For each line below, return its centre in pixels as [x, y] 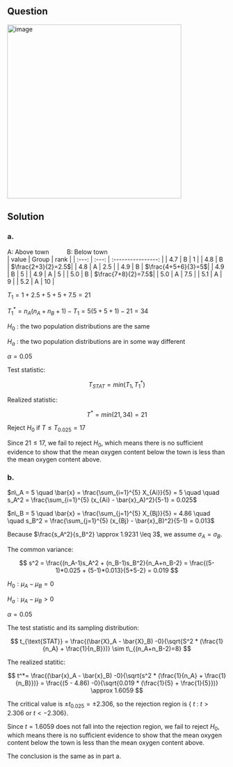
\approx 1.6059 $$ [117, 690]
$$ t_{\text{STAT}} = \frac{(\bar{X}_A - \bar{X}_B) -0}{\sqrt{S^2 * [104, 641]
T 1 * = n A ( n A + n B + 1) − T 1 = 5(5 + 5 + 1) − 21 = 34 [78, 311]
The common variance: [40, 550]
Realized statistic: [32, 400]
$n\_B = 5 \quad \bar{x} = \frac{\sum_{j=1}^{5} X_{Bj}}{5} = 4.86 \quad [109, 514]
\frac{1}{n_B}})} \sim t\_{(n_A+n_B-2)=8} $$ [128, 648]
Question [27, 11]
